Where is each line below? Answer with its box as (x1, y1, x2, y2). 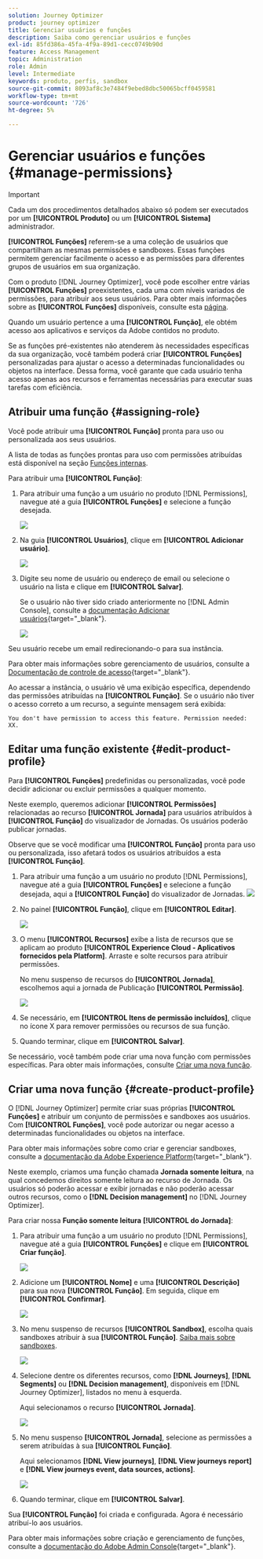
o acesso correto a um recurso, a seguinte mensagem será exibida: (8, 699, 226, 708)
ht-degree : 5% (8, 107, 55, 115)
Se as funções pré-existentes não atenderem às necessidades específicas (8, 341, 250, 350)
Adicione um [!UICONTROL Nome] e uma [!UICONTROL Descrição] (19, 1278, 240, 1287)
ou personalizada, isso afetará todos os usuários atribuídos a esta (8, 847, 221, 857)
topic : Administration (8, 56, 82, 64)
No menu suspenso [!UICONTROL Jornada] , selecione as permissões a (19, 1433, 253, 1442)
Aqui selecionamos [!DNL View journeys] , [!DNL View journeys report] (19, 1456, 252, 1466)
